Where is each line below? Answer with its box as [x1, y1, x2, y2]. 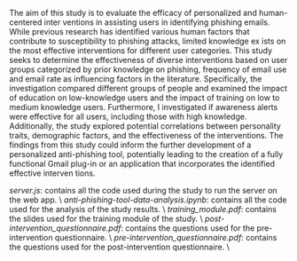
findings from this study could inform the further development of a [9, 139, 252, 150]
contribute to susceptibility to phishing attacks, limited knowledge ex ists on [9, 36, 286, 46]
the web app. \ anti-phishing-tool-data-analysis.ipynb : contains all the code [9, 194, 287, 205]
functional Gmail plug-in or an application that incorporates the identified [9, 159, 276, 169]
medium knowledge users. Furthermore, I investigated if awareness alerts [9, 102, 278, 112]
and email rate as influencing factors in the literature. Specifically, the [9, 74, 262, 83]
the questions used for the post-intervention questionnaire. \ [9, 241, 231, 252]
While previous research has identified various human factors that [9, 27, 250, 36]
